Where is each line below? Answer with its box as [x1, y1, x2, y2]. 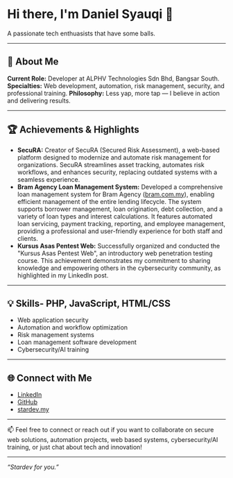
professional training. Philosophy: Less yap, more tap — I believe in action [7, 89, 220, 97]
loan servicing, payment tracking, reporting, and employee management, [17, 219, 226, 228]
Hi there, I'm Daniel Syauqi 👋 [7, 6, 173, 22]
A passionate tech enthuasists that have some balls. [7, 29, 156, 37]
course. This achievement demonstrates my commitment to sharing [17, 256, 211, 264]
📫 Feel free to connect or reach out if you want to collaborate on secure [7, 426, 214, 434]
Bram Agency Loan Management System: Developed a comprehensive [17, 182, 223, 191]
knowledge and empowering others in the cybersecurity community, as [17, 264, 221, 272]
